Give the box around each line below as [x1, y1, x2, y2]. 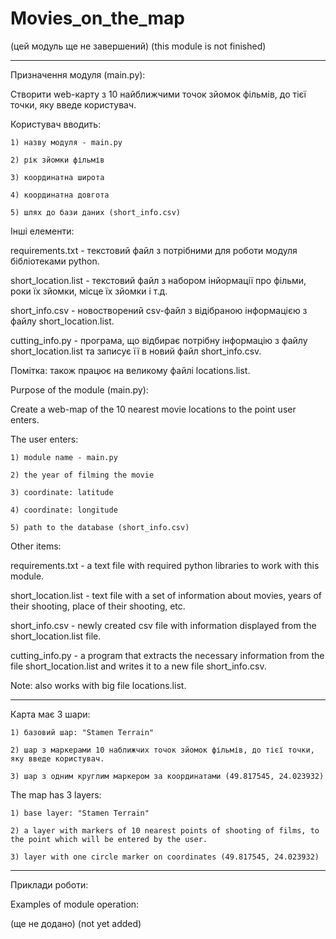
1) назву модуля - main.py [10, 137, 123, 147]
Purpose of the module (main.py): [10, 383, 149, 396]
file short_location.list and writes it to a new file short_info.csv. [10, 660, 267, 672]
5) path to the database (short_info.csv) [10, 522, 190, 532]
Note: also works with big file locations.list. [10, 679, 187, 691]
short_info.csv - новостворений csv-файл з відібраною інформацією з [10, 304, 308, 316]
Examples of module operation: [10, 898, 140, 910]
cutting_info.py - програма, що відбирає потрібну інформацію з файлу [10, 334, 308, 346]
